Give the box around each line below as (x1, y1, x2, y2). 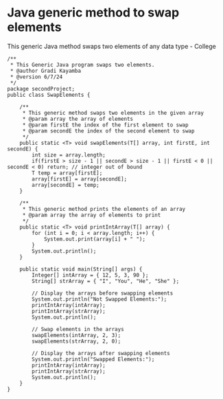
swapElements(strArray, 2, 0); (32, 338, 121, 345)
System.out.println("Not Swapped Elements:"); (32, 295, 167, 303)
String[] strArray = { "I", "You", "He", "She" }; (32, 277, 180, 284)
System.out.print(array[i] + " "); (43, 236, 146, 242)
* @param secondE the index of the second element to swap (22, 127, 195, 135)
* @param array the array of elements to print (22, 212, 161, 218)
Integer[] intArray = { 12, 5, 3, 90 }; (32, 271, 149, 279)
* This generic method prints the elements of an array (22, 205, 186, 212)
